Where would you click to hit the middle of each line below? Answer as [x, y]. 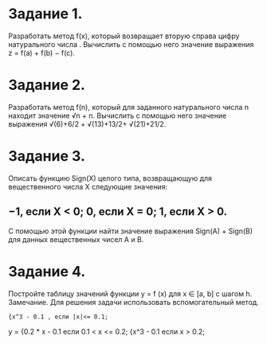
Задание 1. [45, 14]
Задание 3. [47, 156]
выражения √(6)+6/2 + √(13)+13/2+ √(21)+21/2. [87, 123]
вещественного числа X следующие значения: [88, 186]
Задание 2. [47, 85]
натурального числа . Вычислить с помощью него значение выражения [131, 44]
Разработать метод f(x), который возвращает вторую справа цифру [124, 36]
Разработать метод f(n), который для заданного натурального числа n [129, 107]
